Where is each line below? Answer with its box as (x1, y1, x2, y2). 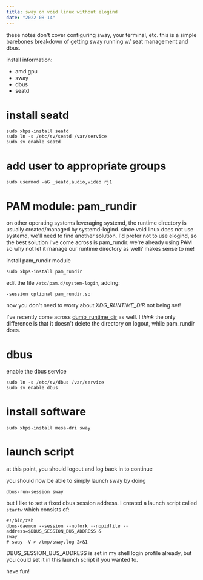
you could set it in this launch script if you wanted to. (6, 556, 138, 564)
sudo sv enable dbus (6, 385, 59, 391)
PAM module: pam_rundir (6, 199, 138, 213)
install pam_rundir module (6, 257, 72, 264)
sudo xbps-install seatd (6, 128, 69, 134)
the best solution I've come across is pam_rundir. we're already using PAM (6, 239, 193, 246)
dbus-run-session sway (6, 489, 64, 495)
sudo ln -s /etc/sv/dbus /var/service (6, 380, 104, 386)
